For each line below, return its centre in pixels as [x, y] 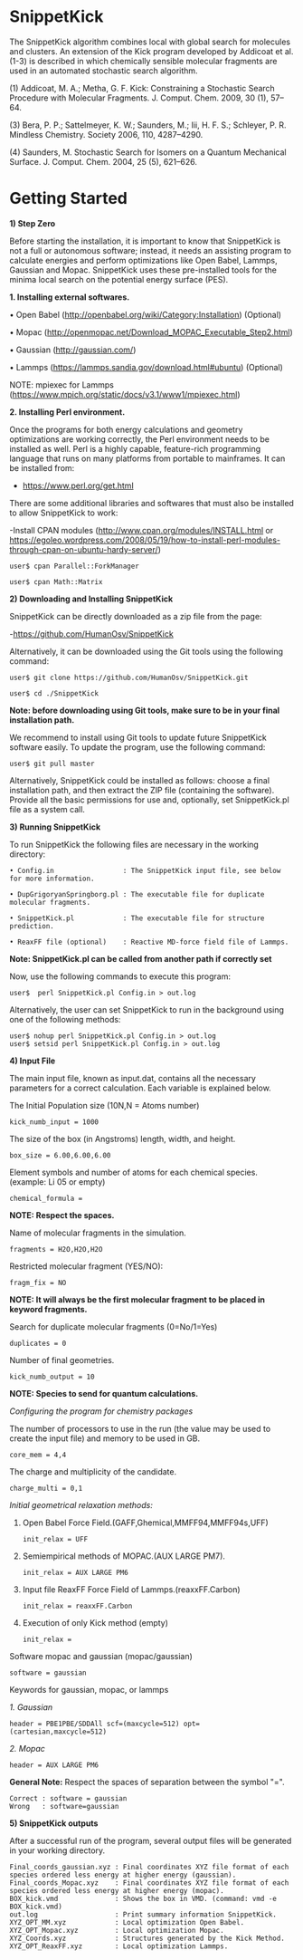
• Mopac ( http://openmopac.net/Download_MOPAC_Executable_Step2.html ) [151, 331]
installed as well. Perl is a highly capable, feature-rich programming [135, 448]
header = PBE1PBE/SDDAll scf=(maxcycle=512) [95, 1724]
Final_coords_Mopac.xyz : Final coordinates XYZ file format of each [149, 1883]
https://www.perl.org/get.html [78, 485]
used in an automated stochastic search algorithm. [104, 71]
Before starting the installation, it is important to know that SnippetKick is [145, 241]
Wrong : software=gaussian [64, 1806]
